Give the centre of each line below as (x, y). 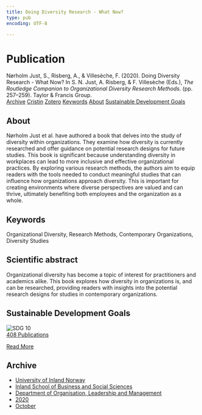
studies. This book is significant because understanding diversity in (91, 155)
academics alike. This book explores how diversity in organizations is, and (99, 281)
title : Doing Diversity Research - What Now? (65, 12)
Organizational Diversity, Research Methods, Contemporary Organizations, (100, 234)
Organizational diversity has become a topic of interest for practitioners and (101, 275)
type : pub (19, 18)
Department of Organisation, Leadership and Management (89, 393)
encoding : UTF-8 (27, 23)
